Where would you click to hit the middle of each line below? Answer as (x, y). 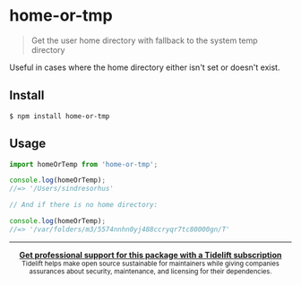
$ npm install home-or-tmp (60, 116)
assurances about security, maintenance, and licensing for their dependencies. (150, 271)
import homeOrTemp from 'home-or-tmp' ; (84, 164)
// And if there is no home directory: (84, 205)
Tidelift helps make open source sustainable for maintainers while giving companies (150, 263)
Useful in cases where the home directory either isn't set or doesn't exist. (145, 67)
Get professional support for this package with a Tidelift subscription (150, 255)
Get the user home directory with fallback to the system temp (144, 40)
